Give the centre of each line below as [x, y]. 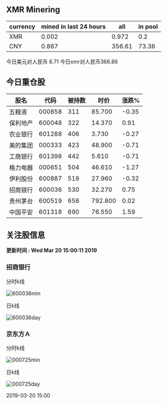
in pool [148, 26]
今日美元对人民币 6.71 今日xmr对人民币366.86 [62, 61]
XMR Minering [33, 10]
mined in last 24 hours [73, 26]
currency [22, 26]
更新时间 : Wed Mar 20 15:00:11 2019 [52, 250]
